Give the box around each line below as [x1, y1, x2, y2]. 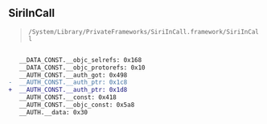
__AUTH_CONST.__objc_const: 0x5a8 [18, 101, 135, 110]
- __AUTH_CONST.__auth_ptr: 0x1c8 [8, 78, 128, 87]
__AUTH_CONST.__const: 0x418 [18, 93, 117, 101]
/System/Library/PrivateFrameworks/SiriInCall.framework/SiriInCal [27, 27, 259, 35]
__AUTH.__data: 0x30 [18, 108, 88, 116]
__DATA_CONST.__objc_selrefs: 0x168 [18, 56, 142, 64]
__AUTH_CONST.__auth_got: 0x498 [18, 71, 128, 79]
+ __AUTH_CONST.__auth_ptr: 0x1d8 [8, 86, 128, 94]
